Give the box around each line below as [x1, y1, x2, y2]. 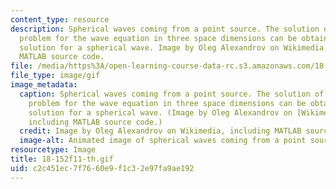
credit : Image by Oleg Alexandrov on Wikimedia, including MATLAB [19, 126, 302, 136]
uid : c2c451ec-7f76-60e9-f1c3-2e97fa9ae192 [10, 163, 195, 173]
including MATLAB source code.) [28, 117, 163, 127]
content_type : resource [10, 14, 110, 25]
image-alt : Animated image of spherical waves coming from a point [19, 136, 307, 146]
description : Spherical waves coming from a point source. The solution [10, 24, 320, 34]
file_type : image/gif [10, 71, 101, 81]
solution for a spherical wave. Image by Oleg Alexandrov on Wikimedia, [19, 42, 329, 53]
